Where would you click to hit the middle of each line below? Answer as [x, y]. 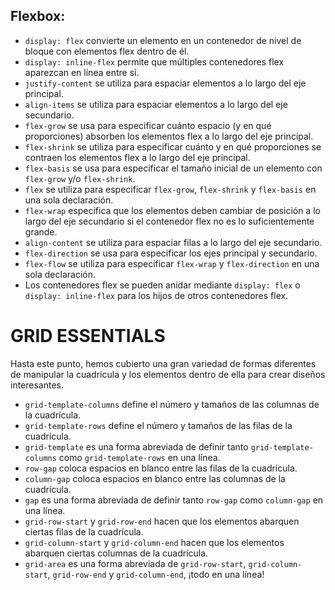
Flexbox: [38, 16]
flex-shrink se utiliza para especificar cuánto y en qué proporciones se [173, 146]
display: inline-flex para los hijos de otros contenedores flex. [156, 295]
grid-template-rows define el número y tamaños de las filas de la [158, 425]
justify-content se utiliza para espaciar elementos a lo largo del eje [165, 83]
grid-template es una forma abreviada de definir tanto [136, 446]
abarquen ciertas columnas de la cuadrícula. [116, 553]
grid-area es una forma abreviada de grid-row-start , [135, 563]
